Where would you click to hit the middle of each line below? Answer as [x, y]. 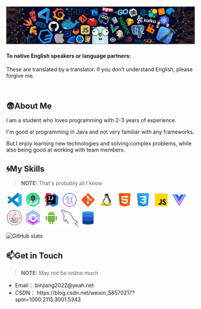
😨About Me [29, 106]
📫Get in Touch [35, 255]
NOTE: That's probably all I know [62, 183]
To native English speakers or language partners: [69, 56]
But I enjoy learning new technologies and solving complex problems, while [99, 144]
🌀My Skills [25, 169]
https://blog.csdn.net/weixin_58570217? [86, 293]
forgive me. [20, 75]
